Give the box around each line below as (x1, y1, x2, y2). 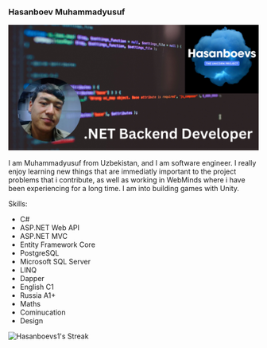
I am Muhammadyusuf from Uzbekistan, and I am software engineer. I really (8, 158, 257, 168)
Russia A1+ (19, 291, 56, 300)
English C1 (19, 282, 54, 292)
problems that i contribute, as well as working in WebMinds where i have (8, 175, 246, 185)
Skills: (8, 199, 28, 209)
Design (19, 316, 44, 326)
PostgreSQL (19, 248, 60, 258)
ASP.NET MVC (19, 232, 68, 241)
